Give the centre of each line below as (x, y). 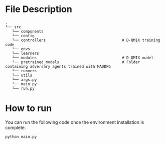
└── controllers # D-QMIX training (86, 40)
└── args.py (24, 80)
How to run (29, 108)
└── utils (22, 75)
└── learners (25, 53)
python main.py (21, 136)
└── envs (21, 49)
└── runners (24, 71)
